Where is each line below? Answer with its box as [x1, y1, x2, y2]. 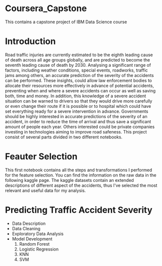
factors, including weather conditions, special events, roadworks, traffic [5, 67, 148, 73]
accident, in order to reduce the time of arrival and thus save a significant [5, 118, 151, 124]
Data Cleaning [12, 225, 41, 231]
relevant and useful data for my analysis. [5, 187, 86, 193]
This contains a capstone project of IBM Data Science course [5, 19, 127, 25]
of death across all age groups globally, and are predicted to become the [5, 57, 150, 63]
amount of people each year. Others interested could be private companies [5, 124, 155, 130]
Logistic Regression [19, 246, 59, 252]
